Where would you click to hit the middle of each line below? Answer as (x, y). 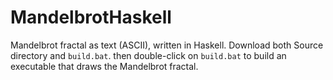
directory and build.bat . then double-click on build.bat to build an (148, 55)
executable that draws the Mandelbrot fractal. (104, 66)
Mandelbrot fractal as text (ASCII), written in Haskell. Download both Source (167, 45)
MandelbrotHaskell (91, 17)
